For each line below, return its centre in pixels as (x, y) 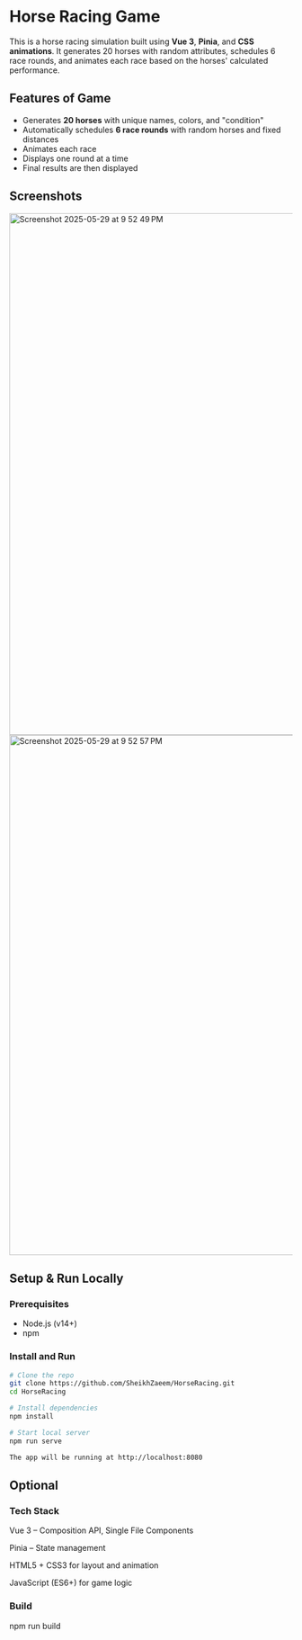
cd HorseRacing (38, 1392)
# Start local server (50, 1432)
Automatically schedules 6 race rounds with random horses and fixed (151, 130)
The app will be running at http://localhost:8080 (106, 1457)
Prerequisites (39, 1304)
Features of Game (60, 99)
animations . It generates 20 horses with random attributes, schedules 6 (142, 50)
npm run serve (36, 1441)
